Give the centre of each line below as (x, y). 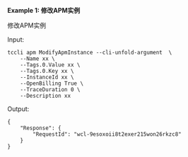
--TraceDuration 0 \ (50, 90)
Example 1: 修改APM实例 (44, 10)
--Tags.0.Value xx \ (50, 65)
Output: (18, 109)
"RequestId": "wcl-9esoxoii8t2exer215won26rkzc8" (107, 134)
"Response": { (41, 128)
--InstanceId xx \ (47, 77)
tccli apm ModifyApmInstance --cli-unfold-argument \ (90, 52)
